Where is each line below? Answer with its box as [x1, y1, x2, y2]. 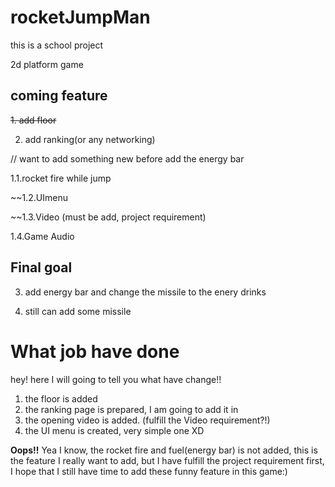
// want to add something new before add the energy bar [10, 152, 245, 165]
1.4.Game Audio [10, 230, 75, 242]
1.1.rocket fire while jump [10, 172, 112, 184]
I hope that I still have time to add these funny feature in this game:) [10, 465, 288, 477]
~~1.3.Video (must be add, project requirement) [10, 211, 207, 223]
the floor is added [24, 392, 98, 405]
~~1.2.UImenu [10, 191, 68, 203]
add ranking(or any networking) [24, 133, 156, 145]
